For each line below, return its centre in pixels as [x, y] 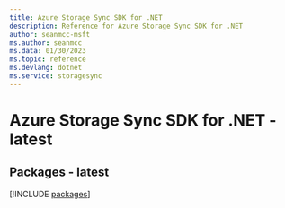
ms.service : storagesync [56, 76]
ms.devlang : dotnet [46, 68]
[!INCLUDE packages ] [50, 194]
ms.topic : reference [48, 59]
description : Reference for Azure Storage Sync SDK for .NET [126, 26]
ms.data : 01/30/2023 [48, 51]
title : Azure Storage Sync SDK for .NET [86, 17]
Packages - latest [59, 173]
